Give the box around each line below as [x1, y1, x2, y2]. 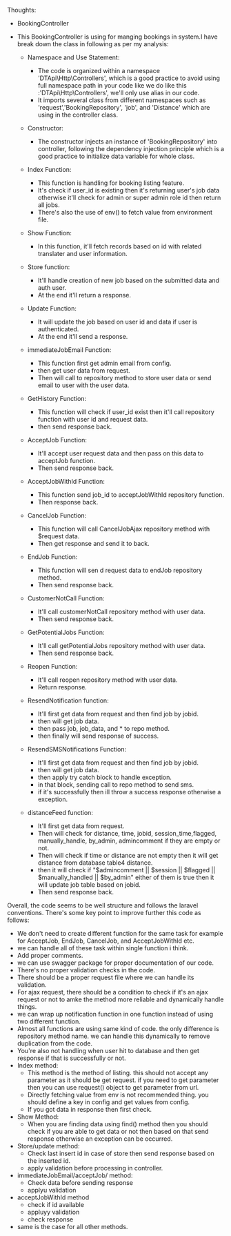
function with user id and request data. [37, 415, 148, 423]
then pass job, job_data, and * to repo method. [37, 725, 170, 732]
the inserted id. [27, 1157, 71, 1165]
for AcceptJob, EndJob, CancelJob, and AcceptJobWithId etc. [17, 936, 194, 945]
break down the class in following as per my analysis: [17, 40, 169, 48]
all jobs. [37, 201, 60, 209]
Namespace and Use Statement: [27, 53, 120, 61]
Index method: [17, 1061, 59, 1069]
